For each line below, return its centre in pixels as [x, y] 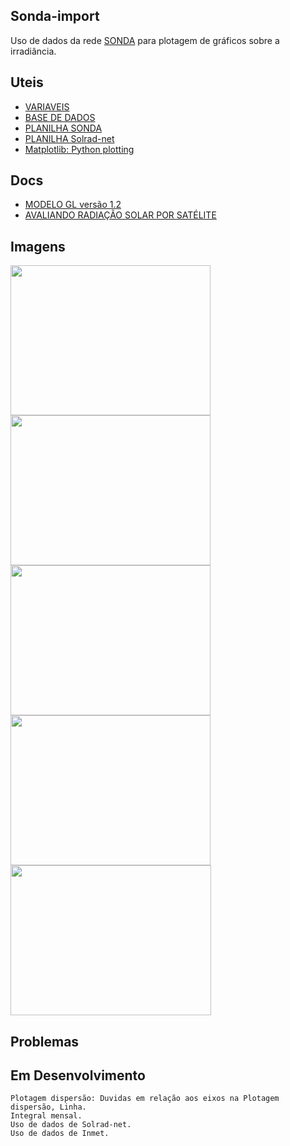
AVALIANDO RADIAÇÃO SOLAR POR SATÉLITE [120, 215]
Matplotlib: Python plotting [79, 149]
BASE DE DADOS [60, 117]
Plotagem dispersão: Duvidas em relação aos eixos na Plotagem [145, 1099]
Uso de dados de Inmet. [60, 1134]
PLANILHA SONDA [63, 128]
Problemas [45, 1041]
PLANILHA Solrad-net [69, 138]
